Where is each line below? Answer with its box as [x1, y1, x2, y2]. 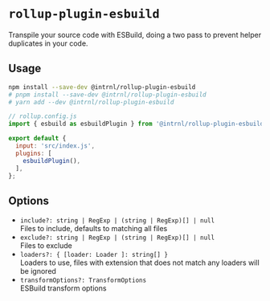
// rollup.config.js [8, 112, 78, 120]
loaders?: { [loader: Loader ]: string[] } [19, 251, 169, 259]
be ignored [19, 266, 56, 276]
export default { [8, 135, 67, 143]
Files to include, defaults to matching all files [19, 224, 168, 234]
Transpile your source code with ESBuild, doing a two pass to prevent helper [8, 30, 262, 39]
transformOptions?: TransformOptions [19, 276, 147, 285]
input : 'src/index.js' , [15, 142, 95, 150]
